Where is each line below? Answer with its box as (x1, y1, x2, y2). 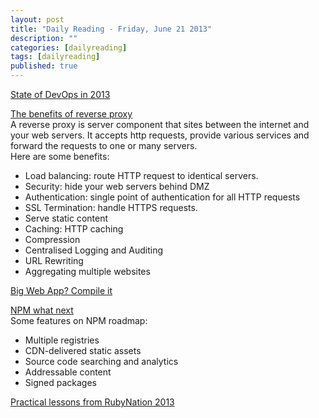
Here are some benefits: (10, 151, 110, 162)
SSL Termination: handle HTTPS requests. (24, 202, 198, 213)
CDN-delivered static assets (24, 345, 142, 356)
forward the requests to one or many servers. (10, 140, 198, 151)
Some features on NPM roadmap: (10, 315, 148, 326)
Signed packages (24, 377, 97, 388)
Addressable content (24, 366, 112, 378)
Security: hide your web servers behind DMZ (24, 181, 210, 192)
